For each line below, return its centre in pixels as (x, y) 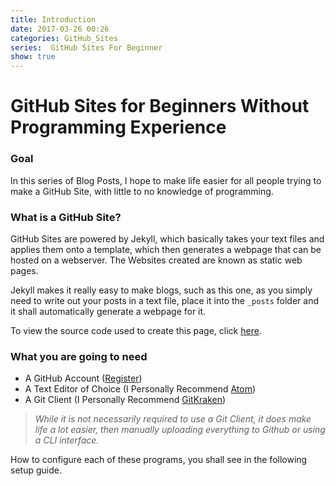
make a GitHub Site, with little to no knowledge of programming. (142, 191)
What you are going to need (79, 356)
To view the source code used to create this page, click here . (136, 330)
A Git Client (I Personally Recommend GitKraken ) (125, 400)
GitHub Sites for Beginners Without (160, 106)
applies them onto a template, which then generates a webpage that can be (166, 249)
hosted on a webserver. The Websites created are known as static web (156, 260)
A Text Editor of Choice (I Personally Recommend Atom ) (140, 389)
